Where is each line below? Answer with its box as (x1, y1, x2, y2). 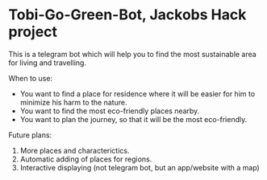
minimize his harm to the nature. (19, 97, 127, 107)
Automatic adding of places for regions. (19, 154, 152, 164)
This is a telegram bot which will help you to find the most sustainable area (8, 49, 257, 59)
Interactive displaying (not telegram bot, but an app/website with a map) (19, 162, 260, 172)
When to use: (8, 73, 53, 83)
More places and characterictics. (19, 145, 130, 155)
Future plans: (8, 130, 52, 140)
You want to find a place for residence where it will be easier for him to (19, 88, 256, 98)
